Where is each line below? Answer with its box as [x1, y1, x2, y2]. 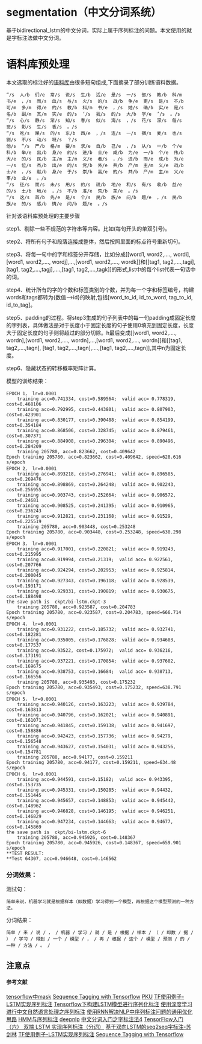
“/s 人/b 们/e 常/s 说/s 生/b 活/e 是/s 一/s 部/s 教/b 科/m [6, 92, 182, 98]
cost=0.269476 [6, 476, 42, 482]
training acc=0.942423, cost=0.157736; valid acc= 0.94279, [17, 733, 173, 739]
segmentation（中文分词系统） [6, 5, 162, 19]
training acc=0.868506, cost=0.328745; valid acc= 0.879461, [17, 427, 176, 433]
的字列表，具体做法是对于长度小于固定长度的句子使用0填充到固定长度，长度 [6, 321, 194, 329]
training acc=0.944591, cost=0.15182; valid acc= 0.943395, [17, 776, 173, 782]
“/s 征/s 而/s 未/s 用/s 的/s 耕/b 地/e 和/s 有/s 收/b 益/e [6, 182, 182, 188]
